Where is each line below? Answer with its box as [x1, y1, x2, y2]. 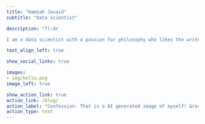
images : [6, 69, 26, 76]
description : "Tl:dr [6, 26, 59, 32]
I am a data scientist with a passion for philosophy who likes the [6, 36, 184, 43]
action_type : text [6, 109, 53, 115]
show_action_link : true [6, 92, 67, 98]
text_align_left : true [6, 47, 64, 53]
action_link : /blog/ [6, 97, 59, 103]
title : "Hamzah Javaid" [6, 9, 67, 15]
